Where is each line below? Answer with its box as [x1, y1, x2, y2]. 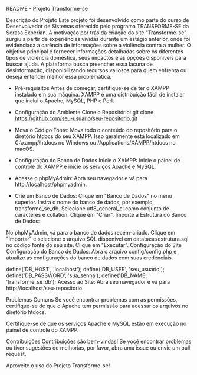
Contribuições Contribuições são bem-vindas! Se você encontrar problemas [6, 338, 192, 345]
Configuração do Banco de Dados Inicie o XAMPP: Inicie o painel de [14, 157, 180, 164]
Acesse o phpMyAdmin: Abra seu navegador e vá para [14, 175, 147, 181]
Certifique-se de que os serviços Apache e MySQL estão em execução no [6, 320, 187, 327]
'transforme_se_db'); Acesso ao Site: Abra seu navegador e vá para [6, 278, 170, 285]
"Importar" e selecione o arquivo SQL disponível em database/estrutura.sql [6, 235, 189, 242]
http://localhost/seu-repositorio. [6, 284, 84, 291]
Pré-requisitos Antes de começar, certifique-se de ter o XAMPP [14, 85, 170, 91]
